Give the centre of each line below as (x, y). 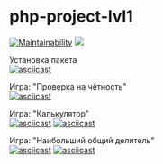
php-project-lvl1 (71, 17)
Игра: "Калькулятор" (50, 113)
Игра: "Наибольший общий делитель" (82, 140)
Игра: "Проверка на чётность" (68, 86)
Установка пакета (43, 59)
